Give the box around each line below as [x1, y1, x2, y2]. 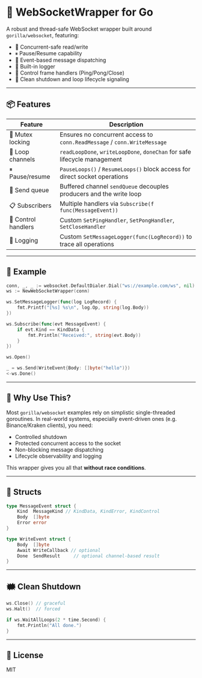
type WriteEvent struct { [6, 536, 71, 542]
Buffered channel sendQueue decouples [60, 182, 170, 190]
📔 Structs [6, 487, 42, 497]
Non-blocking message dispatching [14, 446, 104, 453]
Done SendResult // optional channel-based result [17, 552, 161, 559]
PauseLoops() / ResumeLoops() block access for [60, 165, 191, 173]
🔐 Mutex [9, 130, 33, 139]
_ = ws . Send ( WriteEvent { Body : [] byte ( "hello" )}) [6, 365, 130, 371]
